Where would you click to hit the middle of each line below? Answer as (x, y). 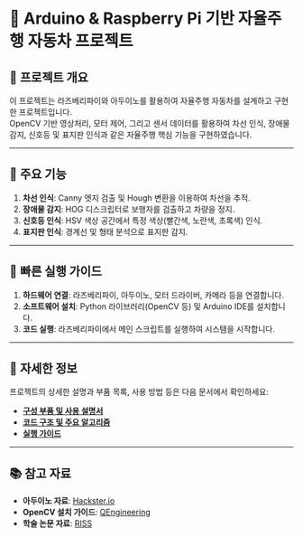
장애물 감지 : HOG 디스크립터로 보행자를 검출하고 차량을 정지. (129, 209)
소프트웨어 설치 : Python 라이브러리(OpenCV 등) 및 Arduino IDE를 (138, 306)
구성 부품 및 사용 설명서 (63, 411)
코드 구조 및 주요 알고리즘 (66, 422)
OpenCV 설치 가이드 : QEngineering (86, 513)
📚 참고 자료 (41, 473)
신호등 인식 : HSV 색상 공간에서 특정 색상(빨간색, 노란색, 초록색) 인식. (142, 220)
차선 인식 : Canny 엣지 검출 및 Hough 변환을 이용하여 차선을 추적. (136, 198)
